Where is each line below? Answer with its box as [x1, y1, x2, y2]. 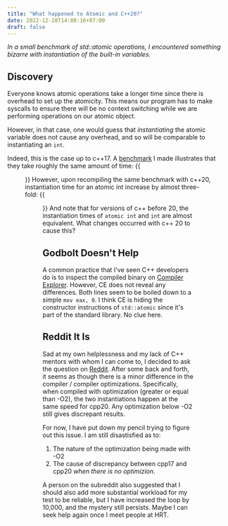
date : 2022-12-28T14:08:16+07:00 [7, 17, 106, 24]
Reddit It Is [42, 331, 90, 343]
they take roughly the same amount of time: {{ [7, 161, 141, 170]
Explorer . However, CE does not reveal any [42, 281, 166, 289]
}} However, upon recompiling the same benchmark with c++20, [25, 176, 211, 184]
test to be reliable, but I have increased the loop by [42, 495, 190, 504]
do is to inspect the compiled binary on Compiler [42, 273, 184, 281]
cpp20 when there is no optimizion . [52, 467, 156, 475]
